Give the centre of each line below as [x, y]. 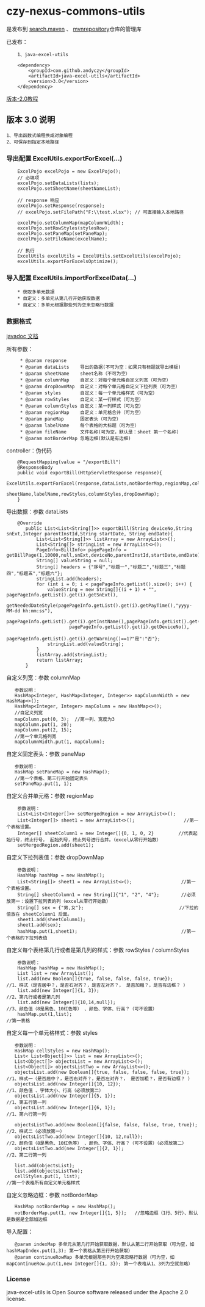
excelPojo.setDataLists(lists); [58, 183]
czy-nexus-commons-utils [76, 11]
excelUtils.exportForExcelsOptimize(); [68, 262]
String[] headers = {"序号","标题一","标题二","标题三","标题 [111, 567]
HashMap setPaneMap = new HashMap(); [63, 772]
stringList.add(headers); [69, 579]
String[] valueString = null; [75, 560]
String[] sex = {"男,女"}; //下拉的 [108, 908]
